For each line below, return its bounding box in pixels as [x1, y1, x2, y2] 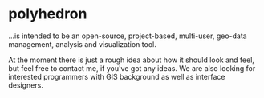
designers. [8, 80, 44, 90]
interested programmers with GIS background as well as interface [8, 72, 225, 81]
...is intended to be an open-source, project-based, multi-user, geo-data [8, 31, 247, 41]
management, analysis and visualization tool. [8, 39, 156, 49]
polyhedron [8, 5, 87, 23]
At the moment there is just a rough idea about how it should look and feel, [8, 55, 255, 65]
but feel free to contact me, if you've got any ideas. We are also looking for [8, 63, 256, 73]
